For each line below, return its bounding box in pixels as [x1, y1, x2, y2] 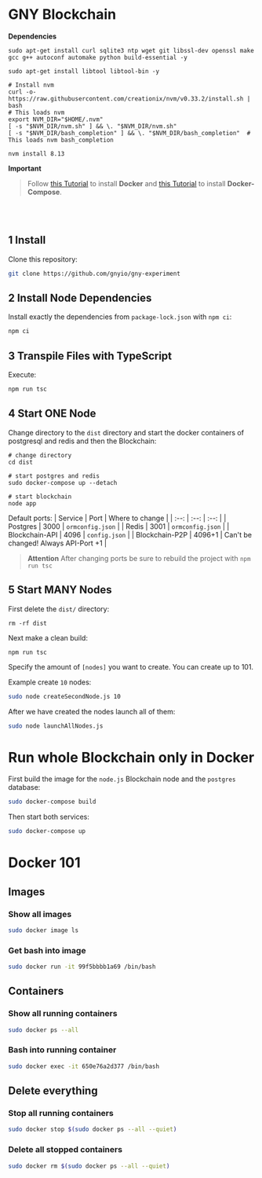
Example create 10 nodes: [8, 677, 92, 687]
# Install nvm [8, 81, 55, 89]
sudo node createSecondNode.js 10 [8, 692, 122, 700]
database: [8, 783, 41, 792]
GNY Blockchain [8, 6, 117, 24]
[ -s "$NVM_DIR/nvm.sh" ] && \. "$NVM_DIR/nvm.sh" [8, 122, 177, 130]
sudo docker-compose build [8, 798, 96, 806]
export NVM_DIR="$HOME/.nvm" [8, 116, 104, 123]
